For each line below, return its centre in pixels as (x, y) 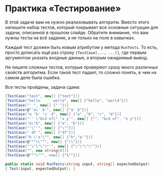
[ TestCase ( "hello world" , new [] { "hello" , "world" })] (67, 101)
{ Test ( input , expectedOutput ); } (40, 169)
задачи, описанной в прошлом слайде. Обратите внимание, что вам (77, 32)
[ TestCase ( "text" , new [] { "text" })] (42, 96)
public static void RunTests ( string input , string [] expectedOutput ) (78, 164)
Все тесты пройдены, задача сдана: (43, 87)
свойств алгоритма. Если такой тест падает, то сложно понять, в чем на (81, 72)
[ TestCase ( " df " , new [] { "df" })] (40, 132)
